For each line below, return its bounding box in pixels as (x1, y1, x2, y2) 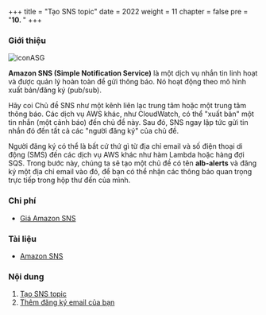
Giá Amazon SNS (19, 213, 76, 223)
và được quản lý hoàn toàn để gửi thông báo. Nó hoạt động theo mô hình (8, 77, 247, 87)
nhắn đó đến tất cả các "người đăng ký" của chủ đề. (8, 126, 179, 136)
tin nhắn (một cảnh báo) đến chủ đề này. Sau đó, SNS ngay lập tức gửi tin (8, 118, 249, 127)
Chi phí (8, 195, 37, 206)
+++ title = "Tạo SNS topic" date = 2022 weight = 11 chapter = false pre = (8, 7, 249, 16)
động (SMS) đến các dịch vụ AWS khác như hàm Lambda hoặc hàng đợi (8, 150, 245, 160)
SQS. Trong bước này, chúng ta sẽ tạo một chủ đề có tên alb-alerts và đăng (8, 158, 257, 168)
